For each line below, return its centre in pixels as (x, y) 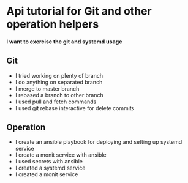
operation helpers (53, 24)
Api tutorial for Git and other (79, 11)
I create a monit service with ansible (61, 155)
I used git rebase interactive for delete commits (75, 108)
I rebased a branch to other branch (59, 95)
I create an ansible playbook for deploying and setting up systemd (99, 142)
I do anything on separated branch (59, 82)
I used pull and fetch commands (56, 102)
